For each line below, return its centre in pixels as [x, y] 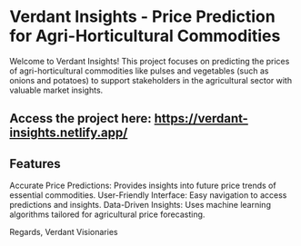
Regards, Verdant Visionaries [64, 232]
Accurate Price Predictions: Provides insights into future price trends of [143, 186]
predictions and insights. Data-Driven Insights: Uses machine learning [140, 205]
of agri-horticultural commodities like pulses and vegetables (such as [139, 71]
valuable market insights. [56, 90]
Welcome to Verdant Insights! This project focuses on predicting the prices [150, 61]
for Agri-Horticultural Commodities [145, 36]
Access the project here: [80, 118]
